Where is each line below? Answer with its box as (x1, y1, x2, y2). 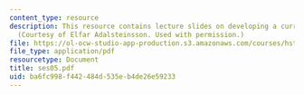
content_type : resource (9, 13, 100, 23)
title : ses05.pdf (9, 64, 75, 73)
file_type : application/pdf (9, 47, 116, 56)
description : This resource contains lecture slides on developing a (9, 22, 278, 31)
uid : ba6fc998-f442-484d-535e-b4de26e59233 (9, 72, 176, 81)
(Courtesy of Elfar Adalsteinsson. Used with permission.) (17, 30, 245, 39)
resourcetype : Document (9, 55, 100, 64)
